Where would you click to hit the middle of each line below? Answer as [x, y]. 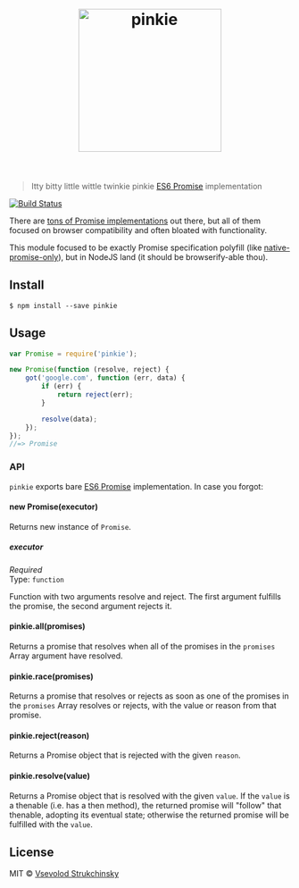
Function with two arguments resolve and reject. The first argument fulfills [145, 596]
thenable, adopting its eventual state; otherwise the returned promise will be [149, 815]
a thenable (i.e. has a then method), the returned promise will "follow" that [145, 805]
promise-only [34, 256]
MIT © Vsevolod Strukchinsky [64, 874]
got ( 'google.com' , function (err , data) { [105, 378]
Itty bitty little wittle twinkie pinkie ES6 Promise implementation [146, 186]
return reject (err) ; [95, 395]
